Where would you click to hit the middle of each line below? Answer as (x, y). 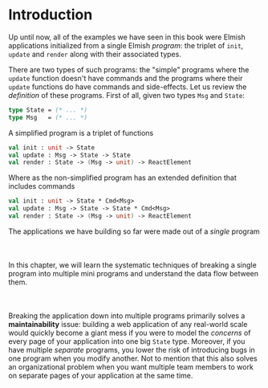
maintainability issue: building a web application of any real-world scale (128, 324)
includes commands (42, 186)
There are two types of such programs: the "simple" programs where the (129, 69)
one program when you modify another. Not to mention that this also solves (133, 358)
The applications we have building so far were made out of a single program (134, 231)
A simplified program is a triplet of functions (81, 133)
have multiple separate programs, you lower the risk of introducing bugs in (132, 349)
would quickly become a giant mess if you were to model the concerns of (130, 333)
